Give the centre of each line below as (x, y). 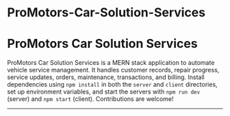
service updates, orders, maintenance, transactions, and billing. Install (106, 77)
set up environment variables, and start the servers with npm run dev (104, 92)
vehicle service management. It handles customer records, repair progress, (113, 70)
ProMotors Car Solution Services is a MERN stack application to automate (111, 63)
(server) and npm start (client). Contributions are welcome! (90, 99)
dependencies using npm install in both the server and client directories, (112, 85)
